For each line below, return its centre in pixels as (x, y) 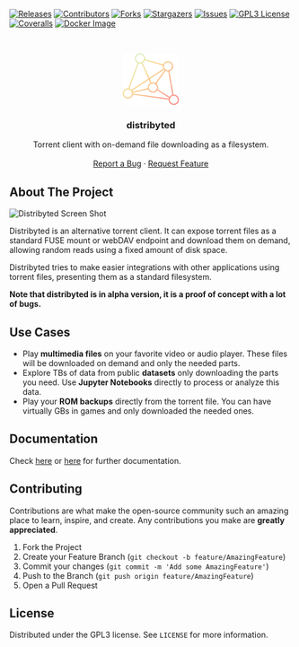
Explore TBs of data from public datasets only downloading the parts (150, 372)
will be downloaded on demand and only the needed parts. (131, 363)
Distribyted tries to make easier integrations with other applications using (145, 267)
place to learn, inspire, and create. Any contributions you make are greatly (147, 520)
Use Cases (40, 332)
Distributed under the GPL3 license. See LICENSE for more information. (139, 635)
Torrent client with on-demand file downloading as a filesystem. (151, 144)
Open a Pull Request (60, 585)
